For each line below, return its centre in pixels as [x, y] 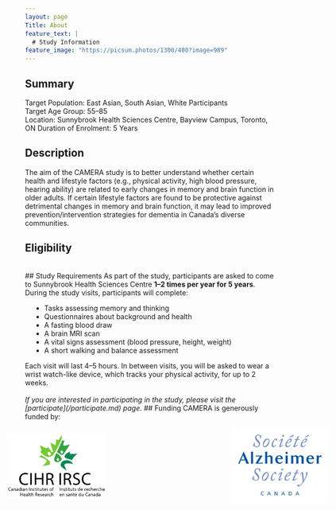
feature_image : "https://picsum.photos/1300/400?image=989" [127, 51]
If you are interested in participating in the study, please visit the [131, 399]
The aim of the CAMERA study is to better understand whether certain [140, 172]
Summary [50, 84]
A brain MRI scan [72, 333]
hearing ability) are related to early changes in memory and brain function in [150, 189]
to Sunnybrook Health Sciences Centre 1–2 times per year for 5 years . [140, 284]
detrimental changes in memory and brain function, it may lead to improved [148, 206]
